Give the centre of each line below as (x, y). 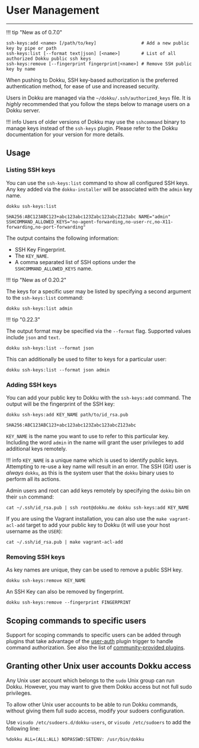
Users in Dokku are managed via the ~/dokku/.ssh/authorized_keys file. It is (99, 98)
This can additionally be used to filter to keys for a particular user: (86, 359)
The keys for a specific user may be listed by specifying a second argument (99, 291)
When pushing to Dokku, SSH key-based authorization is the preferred (92, 80)
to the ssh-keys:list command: (45, 297)
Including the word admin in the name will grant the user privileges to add (95, 442)
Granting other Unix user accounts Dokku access (99, 666)
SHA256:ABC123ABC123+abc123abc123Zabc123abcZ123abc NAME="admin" (88, 217)
